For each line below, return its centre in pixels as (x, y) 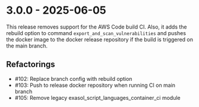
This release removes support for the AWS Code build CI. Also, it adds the (97, 27)
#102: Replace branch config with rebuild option (73, 78)
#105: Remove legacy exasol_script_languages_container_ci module (97, 97)
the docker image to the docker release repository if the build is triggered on (100, 39)
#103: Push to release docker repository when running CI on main (95, 85)
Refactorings (31, 64)
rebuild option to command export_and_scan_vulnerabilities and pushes (96, 33)
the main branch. (27, 46)
